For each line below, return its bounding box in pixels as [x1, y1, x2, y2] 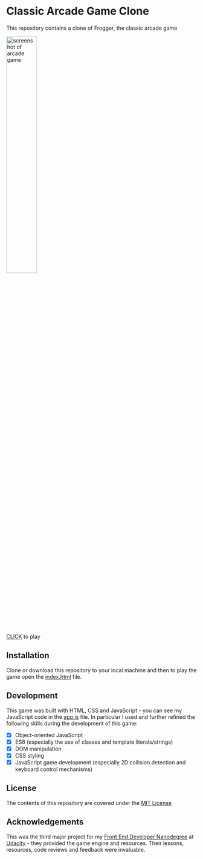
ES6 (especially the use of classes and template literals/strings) [14, 738, 173, 746]
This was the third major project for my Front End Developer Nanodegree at [6, 833, 194, 840]
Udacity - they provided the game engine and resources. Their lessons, [6, 839, 184, 847]
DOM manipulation [14, 745, 62, 752]
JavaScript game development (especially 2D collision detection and [14, 758, 186, 766]
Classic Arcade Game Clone [6, 4, 149, 18]
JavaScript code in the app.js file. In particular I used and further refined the [6, 713, 196, 720]
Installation [6, 650, 50, 661]
